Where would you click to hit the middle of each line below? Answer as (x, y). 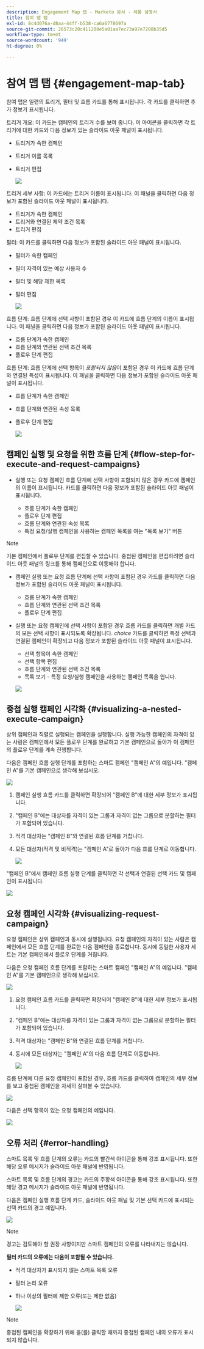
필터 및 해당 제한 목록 (40, 281)
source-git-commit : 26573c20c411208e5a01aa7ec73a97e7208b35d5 (87, 29)
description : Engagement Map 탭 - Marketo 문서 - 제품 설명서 (82, 12)
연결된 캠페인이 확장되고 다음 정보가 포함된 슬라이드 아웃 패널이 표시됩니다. (104, 641)
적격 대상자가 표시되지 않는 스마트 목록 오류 (66, 1270)
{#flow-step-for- (163, 454)
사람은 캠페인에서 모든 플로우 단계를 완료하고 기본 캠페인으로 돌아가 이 (95, 742)
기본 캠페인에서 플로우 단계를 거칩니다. (63, 955)
